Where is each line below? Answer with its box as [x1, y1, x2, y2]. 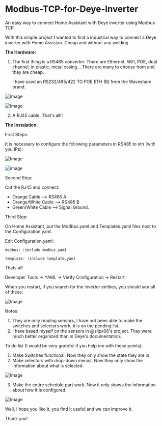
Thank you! [5, 415, 28, 421]
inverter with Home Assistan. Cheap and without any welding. [5, 39, 130, 45]
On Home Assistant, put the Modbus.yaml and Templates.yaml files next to [5, 223, 156, 229]
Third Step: [5, 214, 28, 220]
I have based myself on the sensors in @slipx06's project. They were [12, 328, 152, 334]
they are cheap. [12, 69, 44, 75]
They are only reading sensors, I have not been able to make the [12, 317, 142, 323]
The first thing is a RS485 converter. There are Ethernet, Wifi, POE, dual [12, 58, 157, 64]
